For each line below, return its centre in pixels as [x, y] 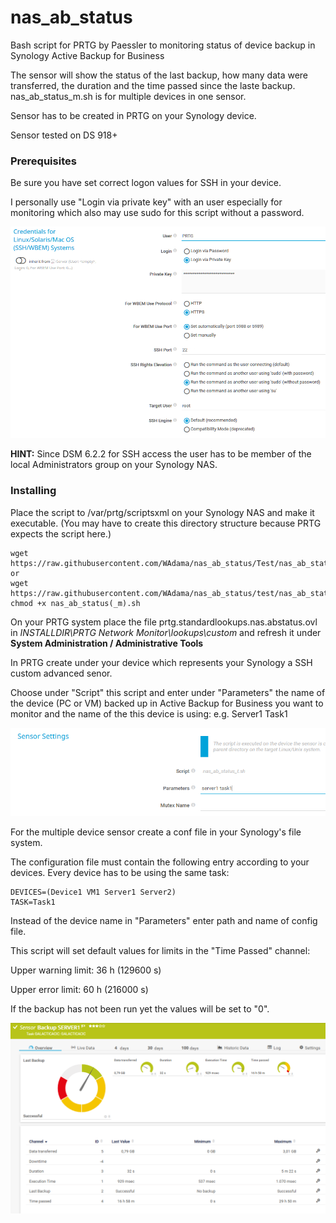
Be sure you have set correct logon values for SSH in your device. [146, 183]
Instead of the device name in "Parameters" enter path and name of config [164, 921]
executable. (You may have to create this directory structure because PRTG [166, 523]
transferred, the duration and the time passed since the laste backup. [153, 85]
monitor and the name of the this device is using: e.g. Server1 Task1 [149, 713]
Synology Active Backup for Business [87, 55]
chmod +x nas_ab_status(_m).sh [75, 603]
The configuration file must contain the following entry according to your [160, 862]
